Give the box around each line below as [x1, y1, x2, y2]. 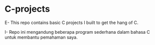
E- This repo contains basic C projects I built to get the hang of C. [4, 20, 139, 25]
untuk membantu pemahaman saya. [4, 34, 78, 40]
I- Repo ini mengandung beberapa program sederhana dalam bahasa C [4, 29, 151, 35]
